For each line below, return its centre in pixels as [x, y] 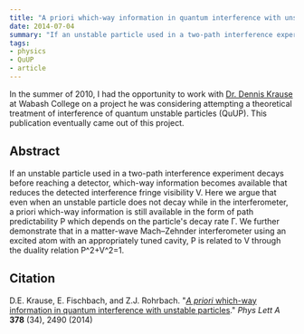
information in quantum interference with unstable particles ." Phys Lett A [145, 310]
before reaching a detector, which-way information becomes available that [148, 183]
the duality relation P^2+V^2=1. [67, 250]
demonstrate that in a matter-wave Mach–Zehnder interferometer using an [148, 231]
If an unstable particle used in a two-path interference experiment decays [147, 173]
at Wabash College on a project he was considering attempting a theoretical [151, 103]
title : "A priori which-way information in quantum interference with [145, 18]
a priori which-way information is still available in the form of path [132, 211]
